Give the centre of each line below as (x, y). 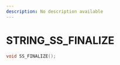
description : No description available (55, 11)
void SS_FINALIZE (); (31, 56)
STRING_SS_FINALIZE (60, 40)
